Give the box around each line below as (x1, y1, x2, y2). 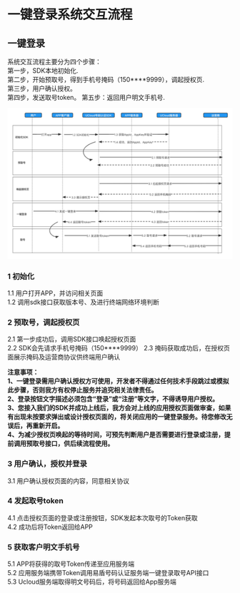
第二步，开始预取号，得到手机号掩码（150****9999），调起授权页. (7, 76, 205, 83)
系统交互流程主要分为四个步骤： (7, 58, 101, 66)
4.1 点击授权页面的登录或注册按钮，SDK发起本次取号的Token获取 (7, 513, 198, 522)
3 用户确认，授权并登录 (7, 459, 88, 469)
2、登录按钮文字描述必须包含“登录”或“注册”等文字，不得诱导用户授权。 (7, 395, 219, 403)
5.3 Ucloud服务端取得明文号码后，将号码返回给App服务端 (7, 577, 177, 586)
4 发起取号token (7, 496, 64, 506)
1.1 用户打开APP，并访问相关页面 (7, 288, 104, 297)
